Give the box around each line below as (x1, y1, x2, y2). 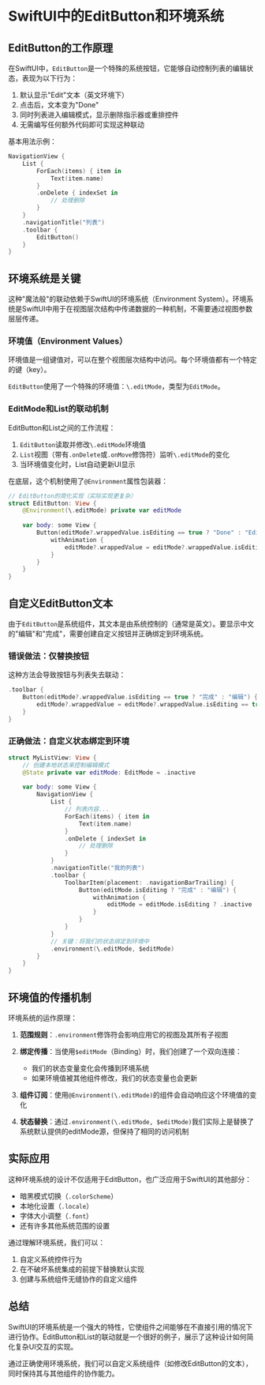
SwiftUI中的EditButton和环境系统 (8, 7, 225, 25)
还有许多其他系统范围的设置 (19, 1221, 110, 1230)
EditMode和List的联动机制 (8, 404, 109, 415)
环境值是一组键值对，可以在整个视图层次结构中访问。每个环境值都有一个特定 (8, 355, 257, 364)
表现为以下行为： (21, 73, 77, 83)
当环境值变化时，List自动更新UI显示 (19, 459, 136, 469)
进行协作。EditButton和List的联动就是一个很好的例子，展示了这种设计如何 (8, 1332, 247, 1342)
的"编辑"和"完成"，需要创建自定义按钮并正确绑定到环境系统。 (8, 629, 208, 638)
